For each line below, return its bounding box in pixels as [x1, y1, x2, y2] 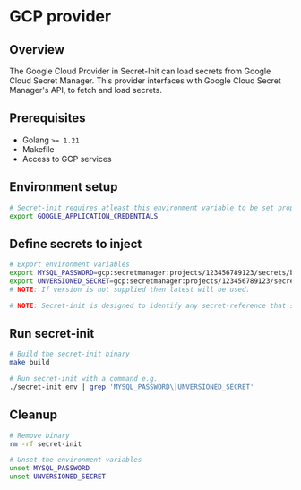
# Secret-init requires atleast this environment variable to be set [9, 203, 275, 212]
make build [9, 358, 50, 367]
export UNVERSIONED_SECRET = [9, 276, 115, 286]
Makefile [21, 143, 55, 154]
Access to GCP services [21, 153, 112, 164]
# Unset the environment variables [9, 455, 142, 465]
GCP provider [9, 6, 112, 27]
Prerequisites [9, 110, 86, 126]
